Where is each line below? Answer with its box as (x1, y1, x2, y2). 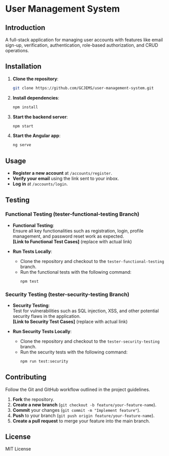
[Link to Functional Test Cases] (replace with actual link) (12, 238, 132, 244)
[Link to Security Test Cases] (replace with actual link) (12, 318, 128, 324)
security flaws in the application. (12, 313, 81, 319)
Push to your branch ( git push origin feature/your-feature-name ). (12, 412, 155, 418)
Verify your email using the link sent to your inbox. (12, 176, 119, 182)
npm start (12, 123, 34, 128)
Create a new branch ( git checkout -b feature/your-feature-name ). (12, 402, 157, 408)
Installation (5, 62, 42, 71)
